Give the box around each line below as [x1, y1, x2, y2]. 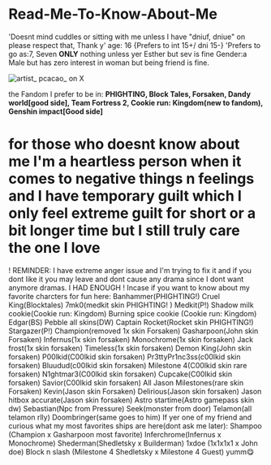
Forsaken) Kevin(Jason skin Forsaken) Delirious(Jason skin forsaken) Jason [8, 386, 262, 396]
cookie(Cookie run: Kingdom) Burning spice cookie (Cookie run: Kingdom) [8, 308, 257, 318]
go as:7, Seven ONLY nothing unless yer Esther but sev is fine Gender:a [8, 49, 247, 59]
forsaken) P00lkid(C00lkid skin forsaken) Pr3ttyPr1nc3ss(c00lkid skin [8, 351, 241, 362]
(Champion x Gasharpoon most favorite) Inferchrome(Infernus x [8, 429, 222, 439]
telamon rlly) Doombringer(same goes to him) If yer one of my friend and [8, 412, 252, 422]
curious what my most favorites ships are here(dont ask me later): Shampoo [8, 420, 262, 431]
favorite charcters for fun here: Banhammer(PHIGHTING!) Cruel [8, 291, 221, 301]
